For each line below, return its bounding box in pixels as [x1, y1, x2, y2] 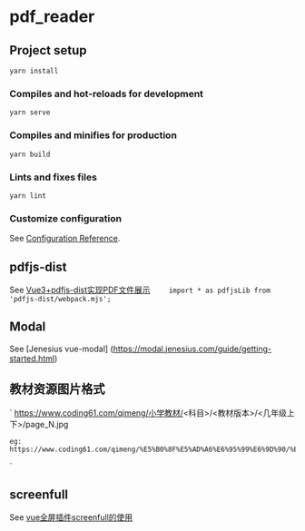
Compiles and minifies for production [9, 129, 177, 142]
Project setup [9, 43, 88, 58]
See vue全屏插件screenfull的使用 [9, 512, 133, 523]
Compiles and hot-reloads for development [9, 87, 204, 100]
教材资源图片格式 [9, 381, 105, 397]
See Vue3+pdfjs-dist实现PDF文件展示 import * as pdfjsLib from [9, 284, 271, 295]
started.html [9, 352, 55, 364]
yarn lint [9, 191, 47, 201]
